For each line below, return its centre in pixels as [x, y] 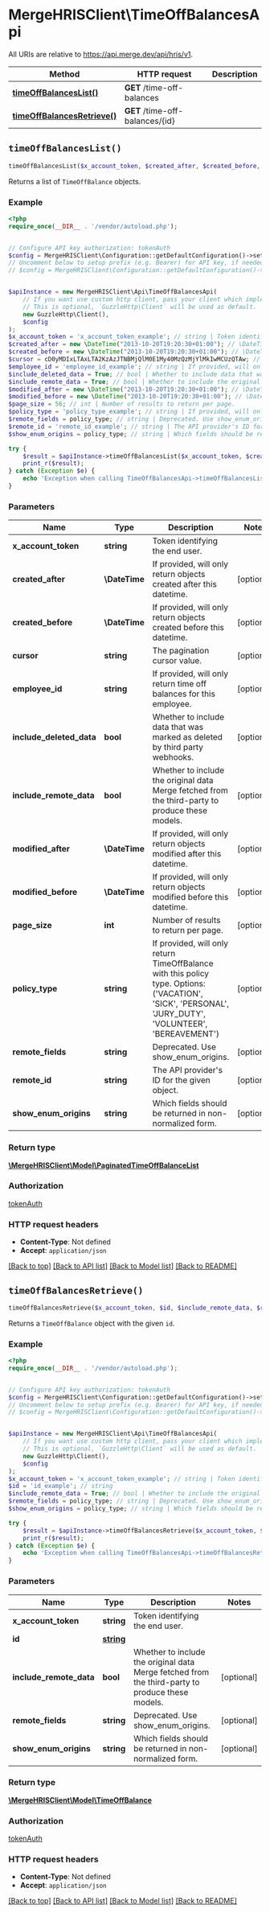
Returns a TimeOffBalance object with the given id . [92, 1323]
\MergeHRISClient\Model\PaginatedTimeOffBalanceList [104, 1165]
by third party [178, 748]
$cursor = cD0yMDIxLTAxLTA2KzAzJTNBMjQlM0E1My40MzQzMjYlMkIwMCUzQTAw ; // [135, 360]
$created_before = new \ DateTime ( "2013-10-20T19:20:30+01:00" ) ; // [124, 352]
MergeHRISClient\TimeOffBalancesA [134, 15]
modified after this [187, 854]
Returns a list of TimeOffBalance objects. [75, 181]
